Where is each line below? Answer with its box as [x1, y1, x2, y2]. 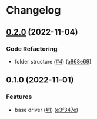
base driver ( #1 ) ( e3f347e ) [14, 106, 78, 113]
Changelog [6, 4, 61, 17]
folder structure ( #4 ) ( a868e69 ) [14, 58, 92, 65]
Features [6, 92, 32, 101]
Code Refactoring [6, 45, 58, 53]
